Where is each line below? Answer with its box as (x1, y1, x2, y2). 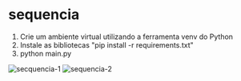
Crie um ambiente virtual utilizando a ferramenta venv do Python (19, 32, 234, 41)
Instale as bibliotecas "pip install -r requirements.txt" (19, 40, 194, 49)
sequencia (8, 6, 80, 24)
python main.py (19, 48, 72, 58)
